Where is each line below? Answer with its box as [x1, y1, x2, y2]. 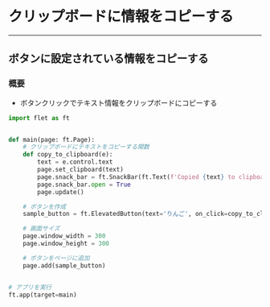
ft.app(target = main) [8, 291, 78, 299]
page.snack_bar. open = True [37, 180, 131, 189]
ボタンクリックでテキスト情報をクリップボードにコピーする [19, 97, 218, 107]
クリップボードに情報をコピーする [8, 7, 235, 26]
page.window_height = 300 [22, 239, 110, 247]
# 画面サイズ [22, 225, 60, 233]
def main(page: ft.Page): [8, 135, 95, 143]
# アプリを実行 [8, 283, 52, 291]
